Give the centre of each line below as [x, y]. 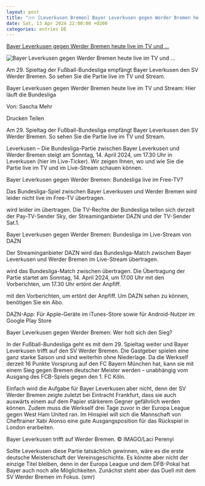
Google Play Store [29, 321]
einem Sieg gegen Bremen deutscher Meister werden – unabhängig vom [97, 370]
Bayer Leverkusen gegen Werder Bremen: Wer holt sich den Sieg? [89, 332]
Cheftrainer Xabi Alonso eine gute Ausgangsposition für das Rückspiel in [98, 421]
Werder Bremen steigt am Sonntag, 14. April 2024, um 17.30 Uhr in [89, 155]
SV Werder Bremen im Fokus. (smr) [51, 477]
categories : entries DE [37, 29]
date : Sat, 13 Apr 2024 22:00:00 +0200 [57, 23]
